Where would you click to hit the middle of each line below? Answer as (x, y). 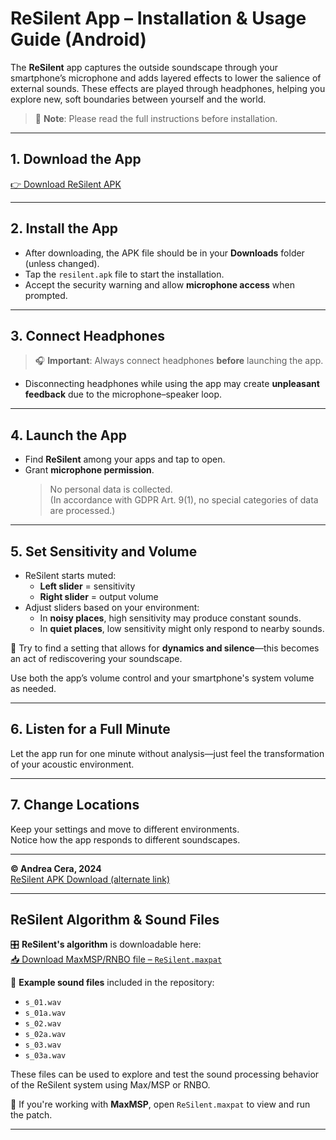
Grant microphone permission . (89, 470)
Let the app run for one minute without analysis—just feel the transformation (167, 753)
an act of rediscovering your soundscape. (96, 658)
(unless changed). (62, 263)
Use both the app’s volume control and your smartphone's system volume (162, 678)
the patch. (31, 1115)
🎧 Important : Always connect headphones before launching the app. (179, 361)
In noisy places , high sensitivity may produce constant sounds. (170, 618)
